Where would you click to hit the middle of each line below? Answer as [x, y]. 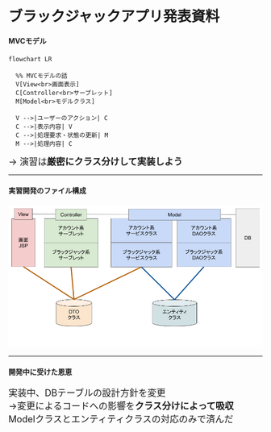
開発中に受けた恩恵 [40, 372]
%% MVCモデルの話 [42, 76]
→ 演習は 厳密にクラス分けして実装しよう [96, 162]
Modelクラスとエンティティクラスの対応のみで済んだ [121, 420]
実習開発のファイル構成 [47, 190]
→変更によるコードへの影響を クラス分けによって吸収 [121, 406]
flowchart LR [30, 60]
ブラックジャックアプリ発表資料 [114, 17]
